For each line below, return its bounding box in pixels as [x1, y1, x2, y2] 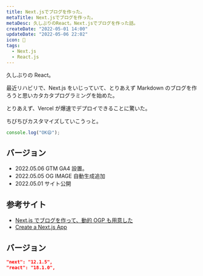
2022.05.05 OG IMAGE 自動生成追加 [15, 172, 105, 180]
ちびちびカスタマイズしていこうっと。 [6, 117, 102, 125]
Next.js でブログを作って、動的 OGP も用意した [15, 217, 133, 224]
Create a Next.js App [15, 223, 68, 231]
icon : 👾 [6, 37, 26, 43]
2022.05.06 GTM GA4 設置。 [15, 165, 88, 172]
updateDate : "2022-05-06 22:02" [6, 31, 88, 38]
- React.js [12, 54, 39, 60]
